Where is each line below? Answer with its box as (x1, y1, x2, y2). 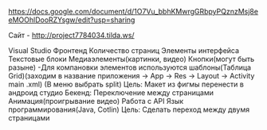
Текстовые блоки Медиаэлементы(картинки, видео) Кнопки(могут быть (8, 55, 255, 63)
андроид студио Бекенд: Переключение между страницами (8, 88, 214, 97)
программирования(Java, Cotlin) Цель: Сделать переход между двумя (8, 105, 249, 114)
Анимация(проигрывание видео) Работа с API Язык (8, 97, 184, 105)
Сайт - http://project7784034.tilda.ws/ (8, 31, 135, 40)
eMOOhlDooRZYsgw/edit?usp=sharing (8, 15, 135, 25)
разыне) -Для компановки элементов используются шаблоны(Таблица (8, 63, 252, 72)
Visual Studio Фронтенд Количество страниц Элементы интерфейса (8, 46, 240, 55)
